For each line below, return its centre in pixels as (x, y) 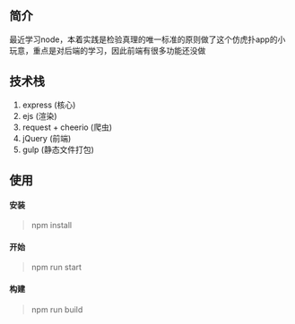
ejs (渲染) (39, 115)
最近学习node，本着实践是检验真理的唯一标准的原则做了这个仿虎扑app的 (143, 39)
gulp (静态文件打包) (58, 149)
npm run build (57, 309)
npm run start (56, 268)
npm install (52, 226)
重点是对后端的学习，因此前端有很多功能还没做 (119, 50)
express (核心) (49, 105)
